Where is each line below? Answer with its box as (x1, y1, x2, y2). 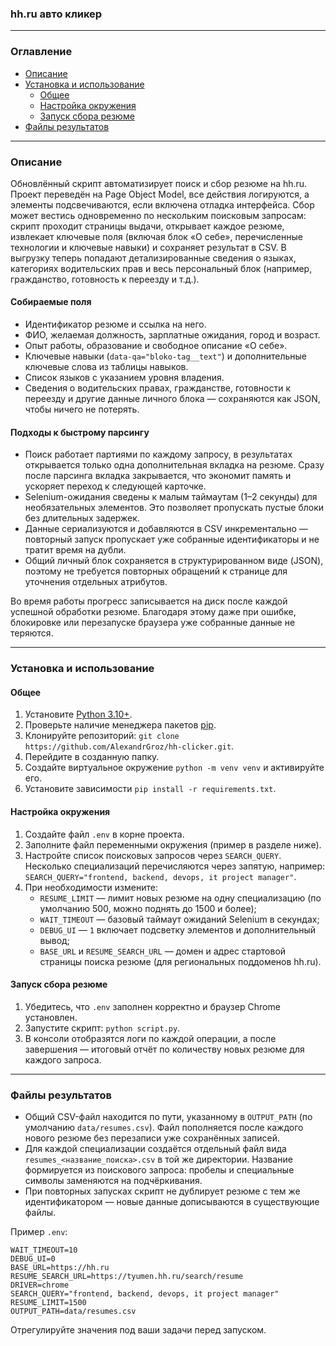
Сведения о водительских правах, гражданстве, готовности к (24, 382, 292, 394)
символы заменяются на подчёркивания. (24, 1175, 203, 1187)
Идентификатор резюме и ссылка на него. (24, 318, 207, 331)
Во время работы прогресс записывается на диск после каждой (10, 595, 288, 607)
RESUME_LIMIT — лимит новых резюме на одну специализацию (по (39, 892, 322, 904)
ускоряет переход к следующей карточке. (24, 480, 207, 492)
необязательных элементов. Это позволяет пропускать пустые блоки (24, 502, 325, 514)
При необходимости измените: (24, 881, 158, 893)
